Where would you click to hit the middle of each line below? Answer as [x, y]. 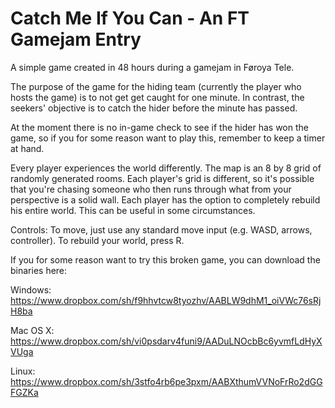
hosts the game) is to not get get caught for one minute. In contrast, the [157, 97]
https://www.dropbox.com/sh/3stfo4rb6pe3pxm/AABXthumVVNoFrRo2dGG [166, 381]
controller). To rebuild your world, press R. [97, 240]
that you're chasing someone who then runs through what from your [151, 189]
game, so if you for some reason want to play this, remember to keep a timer [168, 138]
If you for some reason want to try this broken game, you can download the [165, 259]
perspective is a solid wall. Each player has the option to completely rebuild [165, 199]
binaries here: [39, 270]
